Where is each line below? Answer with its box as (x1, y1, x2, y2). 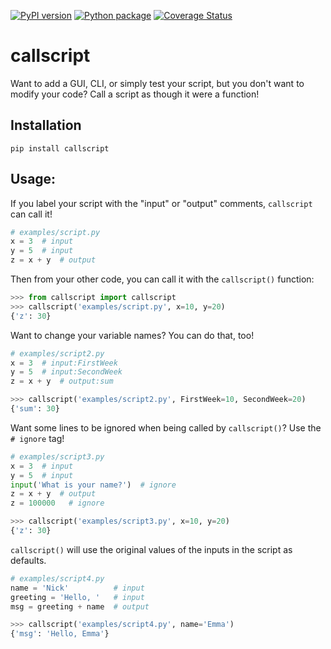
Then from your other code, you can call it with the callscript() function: (10, 273, 315, 285)
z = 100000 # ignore (10, 498, 105, 509)
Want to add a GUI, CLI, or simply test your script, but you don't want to (10, 77, 305, 89)
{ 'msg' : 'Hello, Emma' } (10, 629, 110, 639)
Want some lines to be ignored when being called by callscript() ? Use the (10, 421, 322, 434)
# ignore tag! (10, 432, 65, 444)
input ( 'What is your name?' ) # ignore (10, 480, 177, 490)
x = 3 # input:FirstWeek (10, 358, 118, 368)
